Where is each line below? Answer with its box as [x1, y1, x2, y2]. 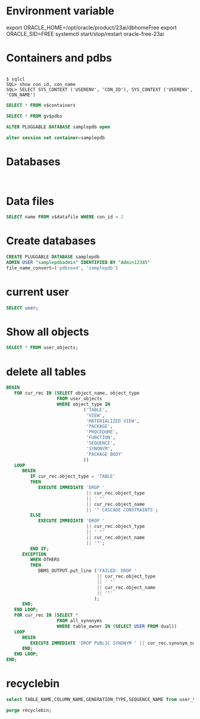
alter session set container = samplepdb [6, 134, 105, 141]
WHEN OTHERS [30, 557, 60, 563]
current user [6, 285, 70, 299]
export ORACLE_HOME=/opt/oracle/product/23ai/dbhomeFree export [6, 24, 177, 31]
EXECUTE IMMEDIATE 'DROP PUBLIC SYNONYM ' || [30, 640, 145, 646]
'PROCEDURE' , [86, 429, 118, 435]
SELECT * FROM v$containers [6, 102, 76, 108]
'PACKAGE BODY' [86, 451, 124, 457]
